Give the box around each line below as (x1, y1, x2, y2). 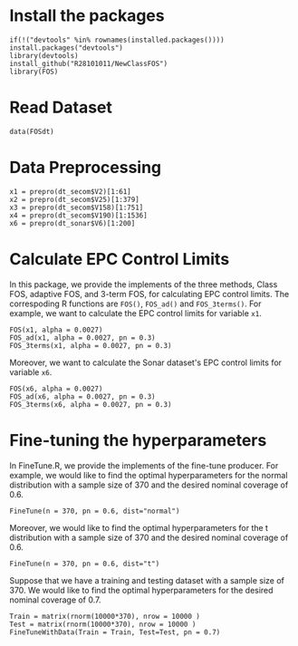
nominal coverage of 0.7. (9, 594, 101, 605)
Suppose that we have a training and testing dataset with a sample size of (9, 574, 285, 585)
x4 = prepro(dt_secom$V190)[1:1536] (9, 210, 148, 220)
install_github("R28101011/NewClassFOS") (9, 59, 168, 68)
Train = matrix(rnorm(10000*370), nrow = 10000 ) (9, 612, 201, 621)
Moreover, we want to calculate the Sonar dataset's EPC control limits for (9, 357, 283, 368)
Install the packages (9, 5, 165, 26)
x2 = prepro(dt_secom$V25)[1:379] (9, 195, 140, 204)
